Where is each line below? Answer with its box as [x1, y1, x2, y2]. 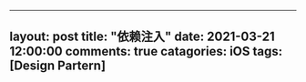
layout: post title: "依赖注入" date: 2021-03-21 [9, 29, 275, 45]
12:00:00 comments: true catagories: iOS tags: [9, 44, 283, 59]
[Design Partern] [9, 58, 107, 74]
